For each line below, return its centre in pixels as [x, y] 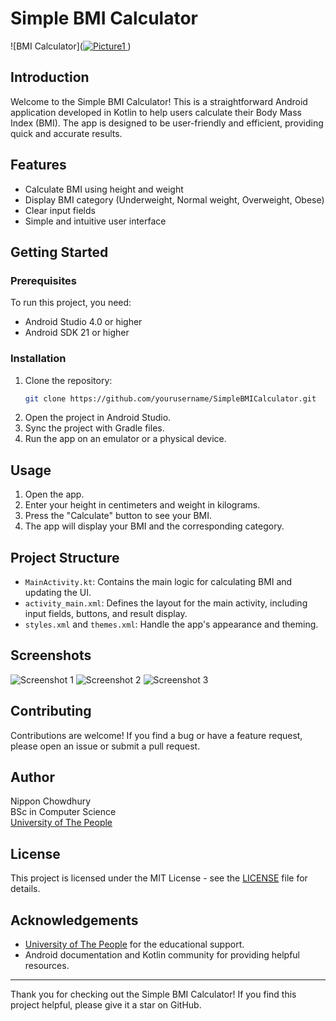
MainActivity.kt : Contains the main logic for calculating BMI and [158, 582]
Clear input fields [60, 210]
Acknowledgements [74, 920]
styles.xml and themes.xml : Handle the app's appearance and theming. [171, 624]
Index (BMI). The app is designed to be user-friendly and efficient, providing [167, 123]
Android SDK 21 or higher [77, 333]
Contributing [51, 711]
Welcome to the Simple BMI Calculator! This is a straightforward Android [159, 101]
